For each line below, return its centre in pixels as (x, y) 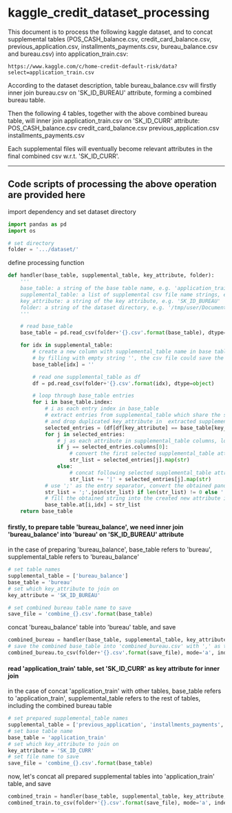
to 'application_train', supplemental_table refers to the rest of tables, (104, 698)
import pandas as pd (38, 224)
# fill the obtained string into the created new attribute (133, 498)
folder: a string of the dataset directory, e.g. (93, 307)
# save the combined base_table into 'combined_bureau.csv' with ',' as (114, 647)
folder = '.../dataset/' (43, 250)
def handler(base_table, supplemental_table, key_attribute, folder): (111, 275)
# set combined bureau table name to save (70, 608)
